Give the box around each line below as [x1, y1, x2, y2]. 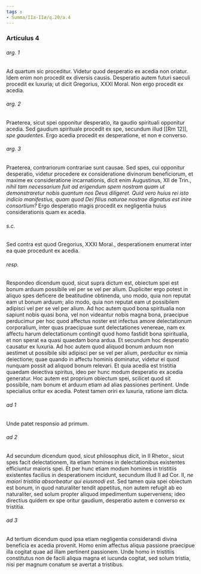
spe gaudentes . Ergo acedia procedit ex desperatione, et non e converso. [6, 131, 188, 138]
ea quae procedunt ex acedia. [6, 247, 80, 255]
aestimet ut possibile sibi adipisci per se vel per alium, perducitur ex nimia [6, 349, 188, 357]
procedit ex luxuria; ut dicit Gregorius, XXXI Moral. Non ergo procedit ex [6, 80, 184, 87]
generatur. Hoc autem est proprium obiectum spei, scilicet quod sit [6, 375, 171, 382]
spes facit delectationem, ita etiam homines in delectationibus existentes [6, 458, 185, 466]
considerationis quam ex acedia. [6, 209, 86, 216]
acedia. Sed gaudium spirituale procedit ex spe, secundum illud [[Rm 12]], [6, 125, 188, 132]
